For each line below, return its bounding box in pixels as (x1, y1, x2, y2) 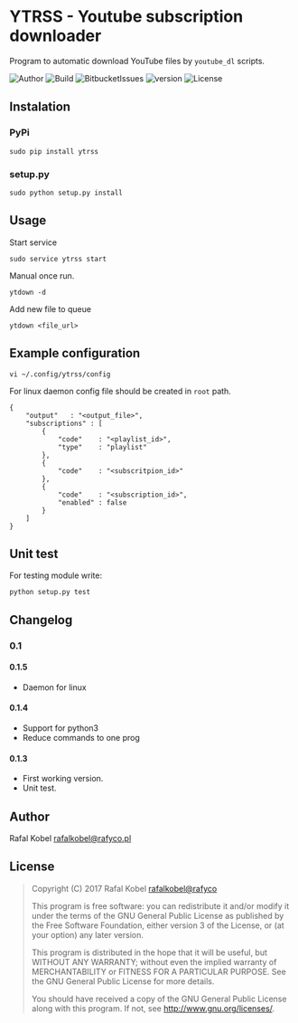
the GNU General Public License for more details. (31, 975, 215, 987)
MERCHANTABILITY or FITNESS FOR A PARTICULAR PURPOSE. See (31, 966, 286, 977)
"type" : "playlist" (57, 442, 147, 451)
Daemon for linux (22, 681, 88, 693)
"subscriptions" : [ (25, 419, 103, 428)
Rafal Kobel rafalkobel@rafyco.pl (9, 833, 132, 844)
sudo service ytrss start (9, 254, 107, 263)
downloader (9, 25, 102, 46)
